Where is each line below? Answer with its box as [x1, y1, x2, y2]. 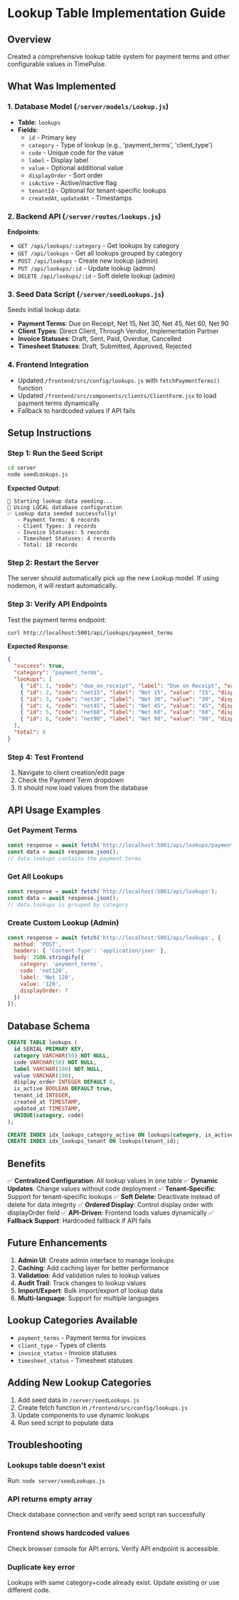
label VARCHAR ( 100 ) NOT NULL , [14, 1065, 103, 1072]
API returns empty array [7, 1494, 92, 1504]
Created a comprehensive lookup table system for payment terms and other [7, 52, 230, 61]
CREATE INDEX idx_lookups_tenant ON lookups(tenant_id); [7, 1138, 180, 1145]
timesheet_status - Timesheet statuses [17, 1356, 133, 1364]
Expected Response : [7, 642, 70, 651]
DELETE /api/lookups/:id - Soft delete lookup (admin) [17, 271, 176, 280]
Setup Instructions [7, 427, 92, 439]
